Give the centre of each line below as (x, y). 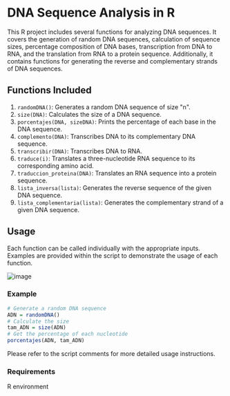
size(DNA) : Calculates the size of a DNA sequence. (89, 114)
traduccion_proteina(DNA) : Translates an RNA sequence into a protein (117, 173)
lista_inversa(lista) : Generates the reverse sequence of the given (114, 187)
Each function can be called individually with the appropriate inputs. (104, 248)
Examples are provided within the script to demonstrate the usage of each (113, 255)
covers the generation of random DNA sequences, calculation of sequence (114, 39)
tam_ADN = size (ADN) (37, 328)
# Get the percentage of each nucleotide (68, 334)
